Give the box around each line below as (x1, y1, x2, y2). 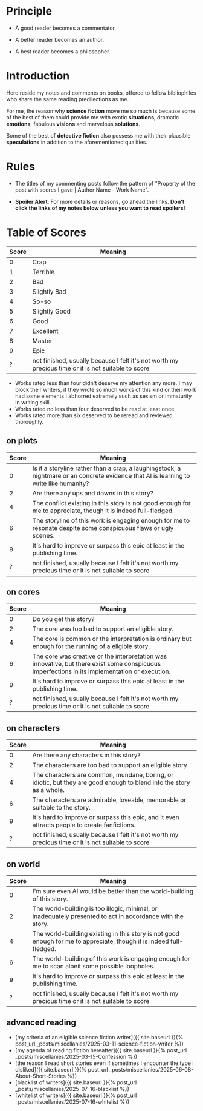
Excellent (32, 326, 59, 335)
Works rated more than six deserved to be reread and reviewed (14, 411, 173, 419)
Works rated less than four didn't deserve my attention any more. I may (14, 379, 192, 386)
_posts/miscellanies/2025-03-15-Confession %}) (14, 1053, 138, 1060)
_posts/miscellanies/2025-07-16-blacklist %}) (14, 1085, 130, 1092)
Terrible (32, 267, 55, 276)
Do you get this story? (32, 615, 95, 623)
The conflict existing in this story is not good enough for (32, 498, 192, 507)
